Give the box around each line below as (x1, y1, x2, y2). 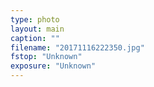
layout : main (10, 24, 65, 34)
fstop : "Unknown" (10, 52, 83, 62)
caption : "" (10, 33, 60, 43)
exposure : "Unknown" (10, 61, 97, 71)
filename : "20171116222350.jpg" (10, 42, 145, 53)
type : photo (10, 14, 60, 25)
